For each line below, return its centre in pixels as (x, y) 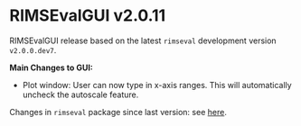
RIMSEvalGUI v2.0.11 (88, 16)
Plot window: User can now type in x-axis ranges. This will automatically (157, 85)
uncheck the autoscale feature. (80, 94)
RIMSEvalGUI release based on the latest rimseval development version (143, 40)
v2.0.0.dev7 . (33, 49)
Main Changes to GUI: (51, 67)
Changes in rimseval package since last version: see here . (118, 112)
